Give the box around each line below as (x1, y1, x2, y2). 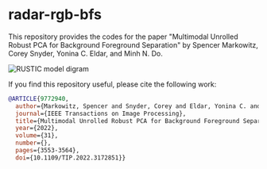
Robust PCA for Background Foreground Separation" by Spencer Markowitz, (8, 40, 258, 49)
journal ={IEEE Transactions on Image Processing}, (15, 109, 187, 117)
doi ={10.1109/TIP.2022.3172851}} (15, 153, 126, 162)
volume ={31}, (15, 132, 59, 140)
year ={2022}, (15, 125, 59, 133)
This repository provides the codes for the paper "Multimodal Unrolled (8, 32, 238, 41)
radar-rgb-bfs (8, 6, 102, 24)
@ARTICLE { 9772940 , (8, 94, 69, 102)
